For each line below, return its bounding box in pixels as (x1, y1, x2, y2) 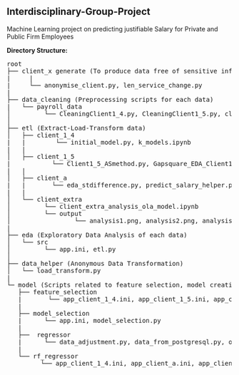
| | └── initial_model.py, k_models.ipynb (6, 138, 192, 146)
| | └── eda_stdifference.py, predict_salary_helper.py (6, 181, 237, 189)
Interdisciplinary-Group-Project (6, 6, 151, 18)
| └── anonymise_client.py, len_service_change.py (6, 81, 203, 89)
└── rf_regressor (18, 352, 79, 360)
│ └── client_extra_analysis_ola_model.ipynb (6, 202, 199, 210)
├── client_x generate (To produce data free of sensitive (6, 67, 218, 75)
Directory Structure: (6, 46, 68, 54)
